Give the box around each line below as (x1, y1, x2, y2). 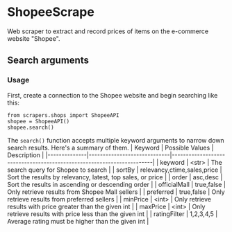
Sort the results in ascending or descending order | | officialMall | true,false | (7, 180, 226, 188)
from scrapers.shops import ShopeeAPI (7, 111, 119, 118)
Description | (7, 150, 44, 159)
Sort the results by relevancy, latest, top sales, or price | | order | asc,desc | (7, 172, 223, 181)
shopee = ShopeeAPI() (7, 118, 70, 125)
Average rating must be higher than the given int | (7, 217, 149, 225)
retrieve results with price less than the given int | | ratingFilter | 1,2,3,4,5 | (7, 209, 218, 218)
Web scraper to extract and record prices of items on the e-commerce (7, 27, 209, 35)
